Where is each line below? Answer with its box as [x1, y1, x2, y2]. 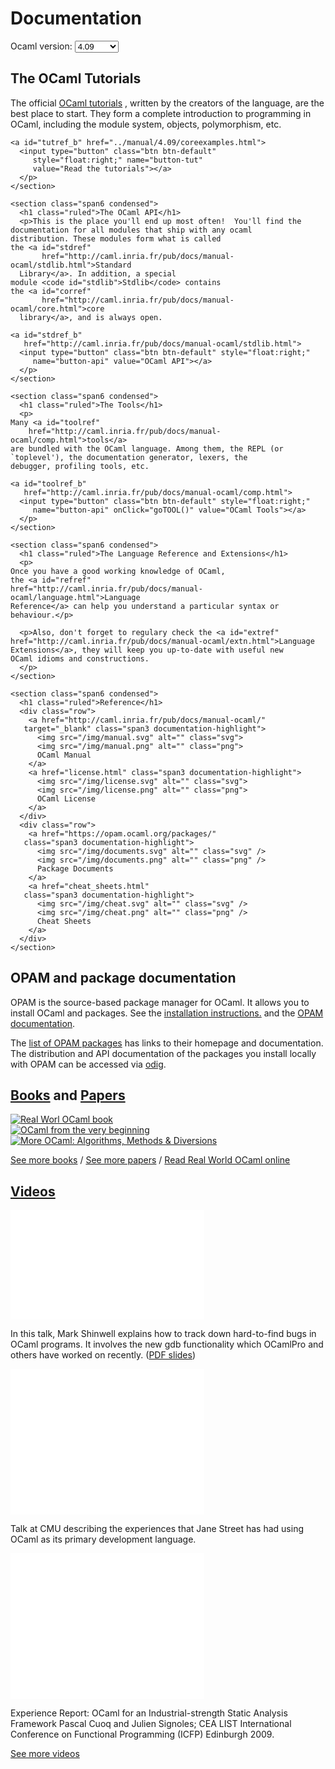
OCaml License [36, 793, 97, 804]
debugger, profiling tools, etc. [10, 461, 150, 471]
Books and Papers [10, 1087, 126, 1104]
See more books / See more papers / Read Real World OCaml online [10, 1154, 291, 1166]
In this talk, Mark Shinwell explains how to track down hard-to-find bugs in [10, 1328, 317, 1340]
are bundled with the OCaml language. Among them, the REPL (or [10, 443, 284, 454]
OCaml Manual [36, 750, 92, 760]
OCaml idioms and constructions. [10, 653, 150, 664]
